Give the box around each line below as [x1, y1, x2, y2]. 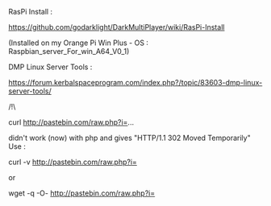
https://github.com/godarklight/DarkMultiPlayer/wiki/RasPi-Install [8, 23, 225, 31]
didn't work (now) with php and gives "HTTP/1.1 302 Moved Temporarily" [8, 133, 252, 142]
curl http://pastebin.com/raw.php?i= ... [8, 117, 135, 127]
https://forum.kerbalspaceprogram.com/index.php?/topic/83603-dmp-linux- [8, 78, 263, 87]
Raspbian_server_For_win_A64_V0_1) [8, 47, 130, 56]
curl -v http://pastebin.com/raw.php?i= [8, 157, 137, 167]
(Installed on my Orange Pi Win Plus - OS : [8, 38, 149, 47]
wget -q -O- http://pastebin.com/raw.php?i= [8, 188, 156, 198]
